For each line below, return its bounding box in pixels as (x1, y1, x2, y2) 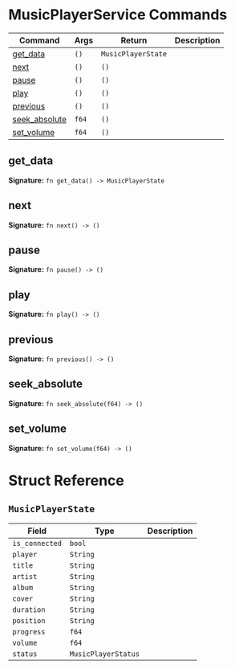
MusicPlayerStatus (69, 649, 140, 659)
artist (12, 572, 38, 581)
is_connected (12, 539, 63, 548)
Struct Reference (8, 471, 124, 490)
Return (120, 35, 148, 46)
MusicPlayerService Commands (8, 6, 228, 24)
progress (12, 627, 46, 636)
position (12, 616, 46, 625)
